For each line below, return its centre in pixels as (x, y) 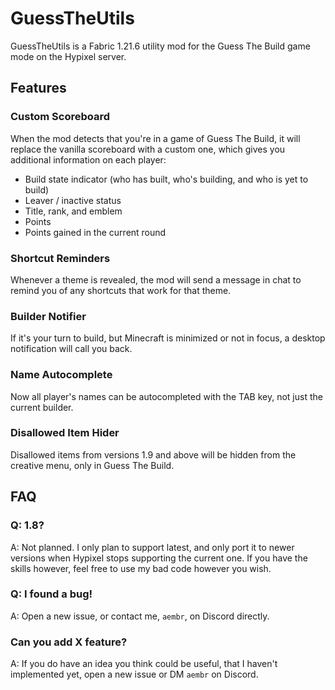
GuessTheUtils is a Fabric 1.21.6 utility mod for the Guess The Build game (160, 46)
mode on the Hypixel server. (68, 56)
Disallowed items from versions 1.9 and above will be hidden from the (153, 454)
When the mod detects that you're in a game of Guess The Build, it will (155, 138)
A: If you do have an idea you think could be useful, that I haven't (144, 664)
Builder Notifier (48, 316)
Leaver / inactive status (73, 200)
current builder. (42, 407)
